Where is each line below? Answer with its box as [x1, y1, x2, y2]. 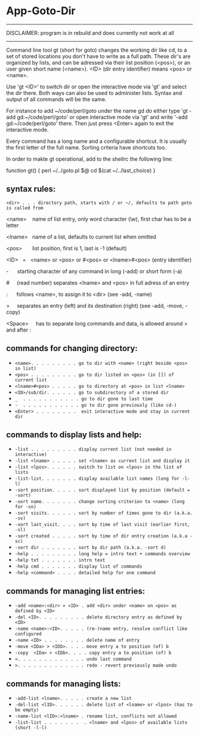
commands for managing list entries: [6, 586, 145, 596]
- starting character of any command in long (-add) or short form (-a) [6, 267, 182, 275]
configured [14, 631, 42, 637]
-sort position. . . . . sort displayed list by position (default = [14, 488, 191, 493]
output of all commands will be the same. [6, 95, 107, 103]
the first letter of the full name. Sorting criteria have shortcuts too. [6, 144, 167, 151]
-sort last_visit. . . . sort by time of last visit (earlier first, [14, 522, 191, 528]
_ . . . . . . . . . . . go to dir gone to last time [14, 396, 153, 402]
